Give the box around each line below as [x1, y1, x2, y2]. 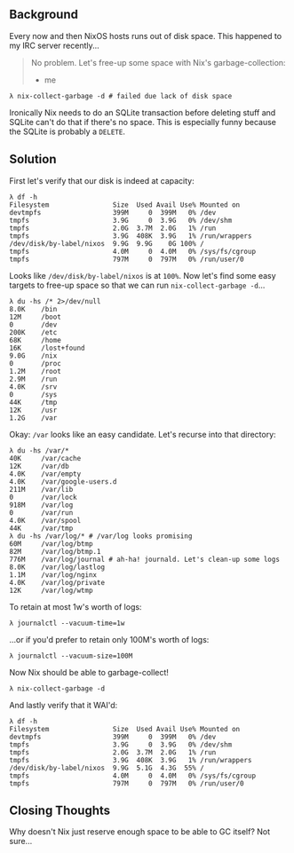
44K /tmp [9, 398, 58, 407]
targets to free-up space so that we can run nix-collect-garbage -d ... [9, 280, 266, 290]
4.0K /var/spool [9, 516, 82, 525]
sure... [9, 836, 33, 847]
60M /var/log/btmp [9, 539, 93, 549]
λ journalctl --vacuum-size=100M [9, 652, 133, 660]
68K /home [9, 336, 62, 344]
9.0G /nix [9, 351, 58, 360]
